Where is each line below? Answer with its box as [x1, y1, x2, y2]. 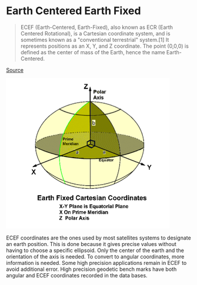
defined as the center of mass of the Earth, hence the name [20, 48, 166, 55]
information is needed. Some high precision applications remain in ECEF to [6, 259, 187, 266]
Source [6, 66, 24, 73]
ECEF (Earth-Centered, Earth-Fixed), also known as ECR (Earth [20, 24, 173, 31]
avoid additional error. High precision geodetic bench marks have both [6, 266, 177, 273]
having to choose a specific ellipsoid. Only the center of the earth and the [6, 247, 184, 254]
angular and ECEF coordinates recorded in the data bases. [6, 271, 148, 279]
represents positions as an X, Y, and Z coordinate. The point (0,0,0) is [20, 42, 189, 50]
